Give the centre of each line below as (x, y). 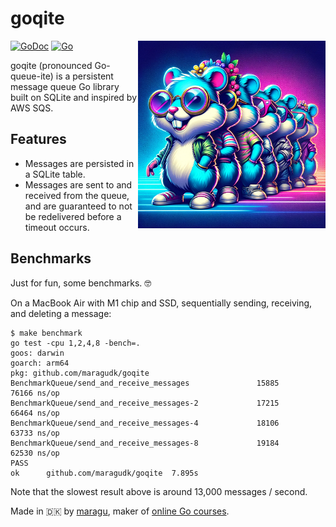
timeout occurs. (57, 227)
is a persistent (84, 76)
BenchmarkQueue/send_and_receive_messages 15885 (145, 383)
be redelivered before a (73, 216)
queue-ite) (32, 76)
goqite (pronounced (51, 65)
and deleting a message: (61, 313)
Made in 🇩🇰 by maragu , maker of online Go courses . (120, 511)
